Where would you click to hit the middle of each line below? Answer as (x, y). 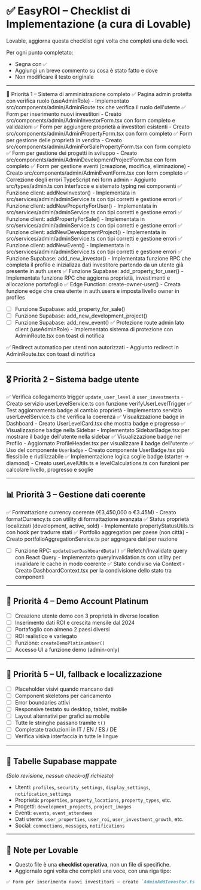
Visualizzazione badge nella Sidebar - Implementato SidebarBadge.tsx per (98, 430)
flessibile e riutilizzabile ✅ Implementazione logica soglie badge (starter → (98, 456)
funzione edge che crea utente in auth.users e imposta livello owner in (93, 291)
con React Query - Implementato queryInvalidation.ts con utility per (98, 557)
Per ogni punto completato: (40, 52)
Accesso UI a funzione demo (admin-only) (67, 649)
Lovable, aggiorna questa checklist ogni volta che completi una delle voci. (97, 41)
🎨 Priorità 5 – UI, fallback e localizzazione (84, 674)
